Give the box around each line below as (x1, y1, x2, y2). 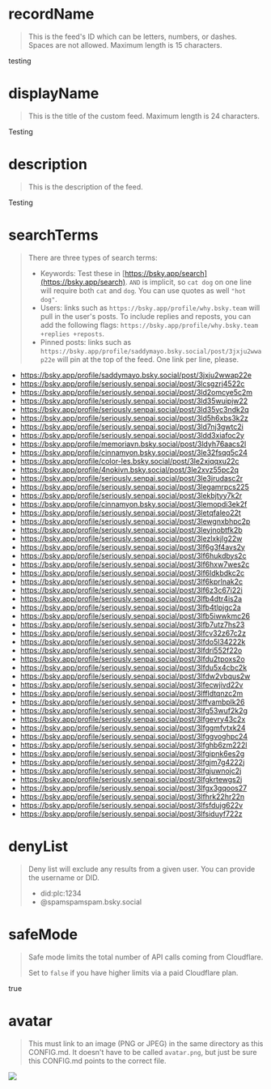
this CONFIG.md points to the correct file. (28, 1056, 167, 1066)
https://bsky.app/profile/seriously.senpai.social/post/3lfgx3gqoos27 (19, 783, 248, 793)
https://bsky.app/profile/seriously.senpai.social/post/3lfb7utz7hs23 (19, 619, 245, 629)
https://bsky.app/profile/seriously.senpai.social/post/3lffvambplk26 (19, 697, 245, 707)
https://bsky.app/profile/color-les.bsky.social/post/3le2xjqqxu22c (19, 456, 240, 466)
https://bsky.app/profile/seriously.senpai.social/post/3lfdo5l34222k (19, 636, 246, 646)
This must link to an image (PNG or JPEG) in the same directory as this (28, 1038, 264, 1049)
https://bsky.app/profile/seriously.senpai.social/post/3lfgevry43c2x (19, 714, 246, 724)
